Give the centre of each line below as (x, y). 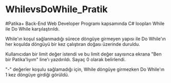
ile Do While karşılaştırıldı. (33, 29)
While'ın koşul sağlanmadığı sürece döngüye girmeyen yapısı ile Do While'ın (85, 39)
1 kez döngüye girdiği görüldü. (37, 74)
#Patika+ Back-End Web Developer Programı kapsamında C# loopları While (85, 23)
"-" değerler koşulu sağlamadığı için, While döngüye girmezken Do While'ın (85, 69)
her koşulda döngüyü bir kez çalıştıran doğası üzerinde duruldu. (73, 44)
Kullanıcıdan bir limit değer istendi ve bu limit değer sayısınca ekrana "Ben (83, 54)
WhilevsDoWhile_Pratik (56, 9)
